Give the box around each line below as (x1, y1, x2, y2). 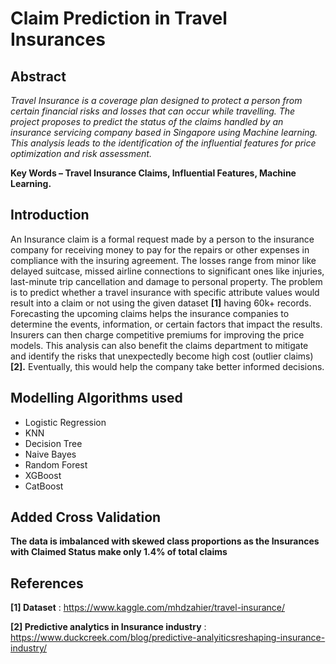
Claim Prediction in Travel (10, 7, 228, 30)
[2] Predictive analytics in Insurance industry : (10, 621, 207, 633)
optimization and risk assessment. (10, 148, 152, 159)
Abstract (10, 68, 67, 85)
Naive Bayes (24, 448, 77, 460)
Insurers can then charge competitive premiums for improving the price (10, 328, 305, 341)
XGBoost (24, 469, 62, 481)
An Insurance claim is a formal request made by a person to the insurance (10, 233, 315, 245)
